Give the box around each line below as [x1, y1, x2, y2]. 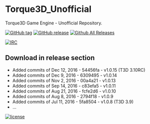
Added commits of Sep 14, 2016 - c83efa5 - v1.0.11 [12, 83, 116, 89]
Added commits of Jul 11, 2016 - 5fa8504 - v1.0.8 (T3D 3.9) [12, 99, 134, 105]
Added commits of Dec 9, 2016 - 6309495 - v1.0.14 [12, 72, 117, 78]
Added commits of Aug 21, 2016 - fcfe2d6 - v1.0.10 [12, 88, 116, 94]
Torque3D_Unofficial [5, 3, 92, 15]
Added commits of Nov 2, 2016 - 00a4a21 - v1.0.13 [12, 77, 116, 83]
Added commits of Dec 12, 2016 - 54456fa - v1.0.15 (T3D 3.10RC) [12, 67, 146, 73]
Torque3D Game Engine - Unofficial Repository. [5, 20, 103, 26]
